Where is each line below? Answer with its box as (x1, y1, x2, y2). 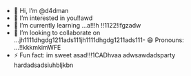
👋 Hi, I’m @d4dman (13, 7, 69, 15)
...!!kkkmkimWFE (13, 44, 61, 51)
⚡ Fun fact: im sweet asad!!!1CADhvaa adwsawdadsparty (13, 51, 176, 59)
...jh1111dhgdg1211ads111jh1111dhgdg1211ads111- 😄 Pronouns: (13, 36, 184, 44)
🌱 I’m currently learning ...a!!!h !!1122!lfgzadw (13, 21, 141, 29)
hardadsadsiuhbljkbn (13, 61, 74, 69)
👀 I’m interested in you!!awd (13, 14, 93, 22)
